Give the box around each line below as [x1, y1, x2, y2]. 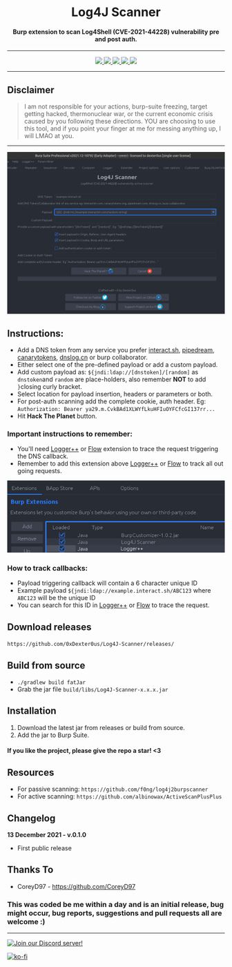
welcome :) [7, 917, 46, 926]
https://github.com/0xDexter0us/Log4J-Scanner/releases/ [7, 641, 175, 648]
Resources [7, 767, 55, 778]
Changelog [7, 812, 56, 824]
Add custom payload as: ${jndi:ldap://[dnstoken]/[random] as [17, 368, 199, 376]
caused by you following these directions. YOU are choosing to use [23, 117, 216, 126]
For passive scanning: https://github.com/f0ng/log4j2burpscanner [17, 785, 209, 794]
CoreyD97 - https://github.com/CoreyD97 [17, 882, 136, 890]
